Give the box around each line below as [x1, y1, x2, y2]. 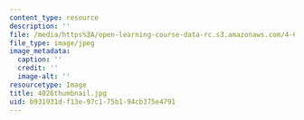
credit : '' [17, 64, 59, 73]
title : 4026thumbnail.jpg [9, 88, 107, 97]
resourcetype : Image [9, 80, 88, 89]
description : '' [9, 22, 71, 31]
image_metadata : [9, 47, 71, 56]
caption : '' [17, 55, 63, 64]
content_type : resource [9, 13, 100, 23]
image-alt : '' [17, 72, 71, 81]
